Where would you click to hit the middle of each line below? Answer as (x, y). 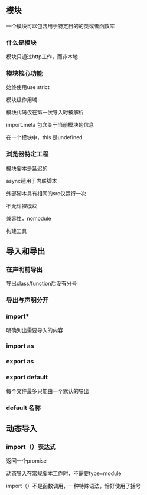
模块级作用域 (22, 100)
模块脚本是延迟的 (27, 168)
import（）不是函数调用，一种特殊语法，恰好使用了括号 (73, 486)
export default (27, 378)
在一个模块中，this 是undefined (44, 137)
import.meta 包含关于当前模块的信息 (50, 125)
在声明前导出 (24, 270)
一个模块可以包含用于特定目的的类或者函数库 (61, 26)
